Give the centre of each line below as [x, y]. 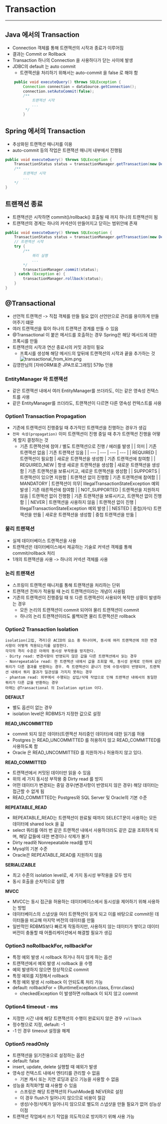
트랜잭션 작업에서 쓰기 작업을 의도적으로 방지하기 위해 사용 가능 [73, 1117]
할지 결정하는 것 [33, 440]
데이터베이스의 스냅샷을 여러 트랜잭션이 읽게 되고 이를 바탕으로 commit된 [83, 914]
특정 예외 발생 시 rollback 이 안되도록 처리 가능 [57, 982]
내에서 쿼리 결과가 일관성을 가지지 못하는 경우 [51, 672]
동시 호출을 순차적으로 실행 [38, 882]
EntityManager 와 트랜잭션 [37, 379]
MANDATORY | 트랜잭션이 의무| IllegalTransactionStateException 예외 [90, 483]
